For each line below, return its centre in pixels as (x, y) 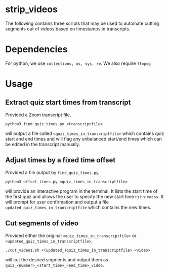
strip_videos (32, 9)
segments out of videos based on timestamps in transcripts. (68, 28)
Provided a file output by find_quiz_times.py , (53, 172)
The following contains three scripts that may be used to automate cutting (82, 23)
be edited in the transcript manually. (43, 144)
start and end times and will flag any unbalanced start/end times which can (83, 139)
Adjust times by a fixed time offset (60, 160)
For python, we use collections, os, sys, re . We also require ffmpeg (78, 63)
